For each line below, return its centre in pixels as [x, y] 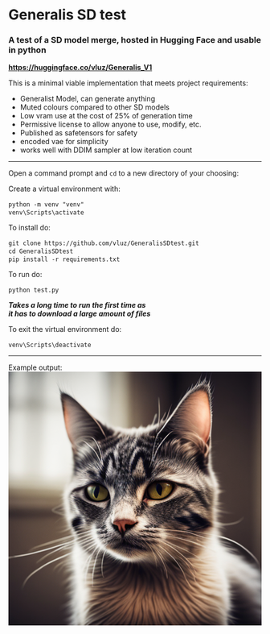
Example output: [35, 367]
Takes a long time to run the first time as [77, 305]
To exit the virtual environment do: [65, 329]
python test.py [34, 290]
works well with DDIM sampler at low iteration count [106, 150]
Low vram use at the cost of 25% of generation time [106, 116]
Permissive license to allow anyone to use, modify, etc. [111, 124]
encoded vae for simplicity [64, 142]
